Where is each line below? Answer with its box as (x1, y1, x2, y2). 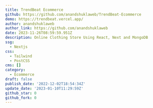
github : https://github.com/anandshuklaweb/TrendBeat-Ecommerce (5, 12, 142, 17)
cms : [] (5, 63, 21, 68)
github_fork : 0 (5, 95, 37, 100)
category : (5, 68, 26, 73)
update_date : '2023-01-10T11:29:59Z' (5, 86, 84, 91)
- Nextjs (9, 44, 28, 49)
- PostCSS (9, 58, 30, 63)
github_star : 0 (5, 91, 37, 96)
